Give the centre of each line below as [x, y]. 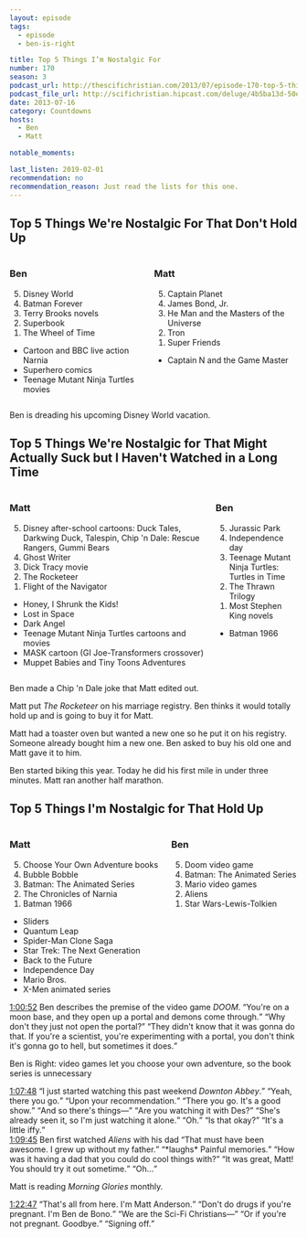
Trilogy [242, 596]
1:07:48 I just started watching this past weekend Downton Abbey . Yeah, [151, 1091]
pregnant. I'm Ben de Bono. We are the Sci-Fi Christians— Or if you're [148, 1213]
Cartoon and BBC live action [76, 350]
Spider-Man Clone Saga [68, 940]
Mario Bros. [44, 979]
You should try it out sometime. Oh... [82, 1169]
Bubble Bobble [51, 874]
